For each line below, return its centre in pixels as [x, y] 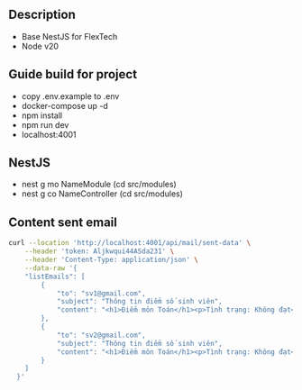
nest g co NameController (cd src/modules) [102, 194]
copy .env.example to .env [70, 96]
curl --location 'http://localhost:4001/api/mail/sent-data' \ [130, 243]
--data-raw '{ [51, 268]
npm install [42, 115]
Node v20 [40, 46]
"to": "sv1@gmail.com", [101, 293]
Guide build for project [73, 74]
